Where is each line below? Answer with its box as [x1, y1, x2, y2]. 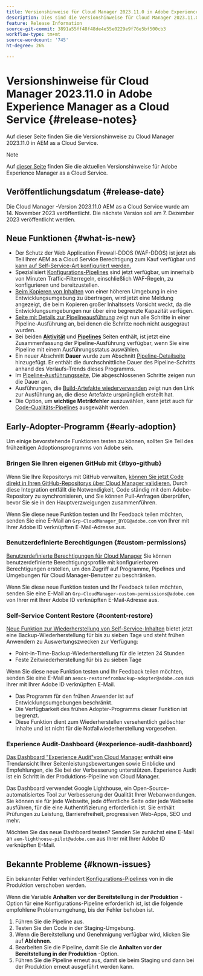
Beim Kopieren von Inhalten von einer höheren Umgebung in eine [14, 288, 178, 295]
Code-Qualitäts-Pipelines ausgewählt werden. [14, 404, 130, 411]
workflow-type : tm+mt [6, 32, 61, 38]
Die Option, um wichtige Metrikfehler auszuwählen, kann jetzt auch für [14, 398, 193, 405]
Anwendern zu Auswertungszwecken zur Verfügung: [6, 638, 139, 646]
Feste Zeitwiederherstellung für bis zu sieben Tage [14, 656, 142, 664]
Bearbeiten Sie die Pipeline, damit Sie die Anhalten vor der [14, 944, 162, 951]
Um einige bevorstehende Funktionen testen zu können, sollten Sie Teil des [6, 438, 194, 445]
